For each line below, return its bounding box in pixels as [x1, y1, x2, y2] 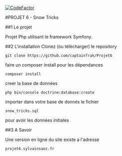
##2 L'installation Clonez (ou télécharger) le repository [5, 43, 117, 49]
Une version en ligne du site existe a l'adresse [5, 136, 100, 142]
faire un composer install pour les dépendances [5, 62, 103, 67]
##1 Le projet [5, 24, 32, 30]
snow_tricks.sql [5, 108, 39, 113]
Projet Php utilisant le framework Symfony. [5, 34, 93, 39]
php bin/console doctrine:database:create [5, 90, 95, 95]
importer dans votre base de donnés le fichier [5, 99, 99, 104]
